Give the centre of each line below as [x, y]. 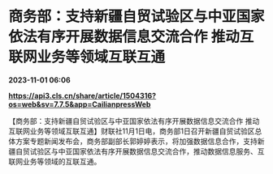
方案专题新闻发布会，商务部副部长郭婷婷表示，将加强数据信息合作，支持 [136, 141]
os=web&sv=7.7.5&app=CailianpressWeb [80, 104]
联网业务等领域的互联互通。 [55, 161]
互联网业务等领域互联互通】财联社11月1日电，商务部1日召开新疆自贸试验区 [132, 131]
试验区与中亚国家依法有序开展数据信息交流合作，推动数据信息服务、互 [147, 151]
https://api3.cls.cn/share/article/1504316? [82, 95]
